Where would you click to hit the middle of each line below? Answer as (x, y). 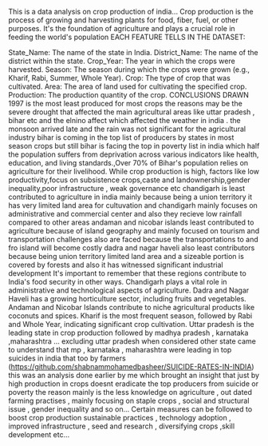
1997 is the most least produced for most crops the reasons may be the (126, 104)
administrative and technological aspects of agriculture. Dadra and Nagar (129, 290)
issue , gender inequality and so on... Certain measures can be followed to (130, 409)
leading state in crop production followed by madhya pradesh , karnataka (128, 333)
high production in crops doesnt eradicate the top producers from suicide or (134, 384)
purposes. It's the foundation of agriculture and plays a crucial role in (122, 28)
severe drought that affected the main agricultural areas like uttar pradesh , (132, 112)
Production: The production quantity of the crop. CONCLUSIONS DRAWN (129, 95)
